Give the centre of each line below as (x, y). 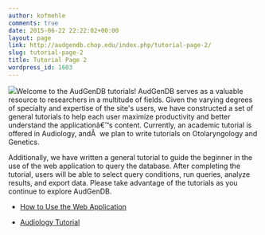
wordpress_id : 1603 (41, 68)
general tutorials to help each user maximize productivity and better (119, 116)
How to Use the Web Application (73, 206)
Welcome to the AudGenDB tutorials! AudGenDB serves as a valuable (130, 91)
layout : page (30, 38)
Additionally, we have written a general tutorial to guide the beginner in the (131, 157)
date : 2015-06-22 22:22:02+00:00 (64, 30)
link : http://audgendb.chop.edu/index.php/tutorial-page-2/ (110, 45)
